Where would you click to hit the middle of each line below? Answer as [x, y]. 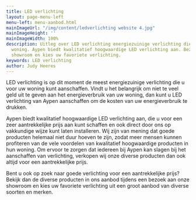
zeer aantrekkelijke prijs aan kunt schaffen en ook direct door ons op [88, 125]
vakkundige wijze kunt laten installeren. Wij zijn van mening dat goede [90, 131]
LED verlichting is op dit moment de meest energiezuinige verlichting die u [95, 82]
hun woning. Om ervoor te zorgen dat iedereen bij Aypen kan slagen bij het [96, 150]
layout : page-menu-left [35, 17]
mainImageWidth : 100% [32, 39]
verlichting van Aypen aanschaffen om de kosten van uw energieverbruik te [97, 101]
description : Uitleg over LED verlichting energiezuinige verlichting [94, 44]
